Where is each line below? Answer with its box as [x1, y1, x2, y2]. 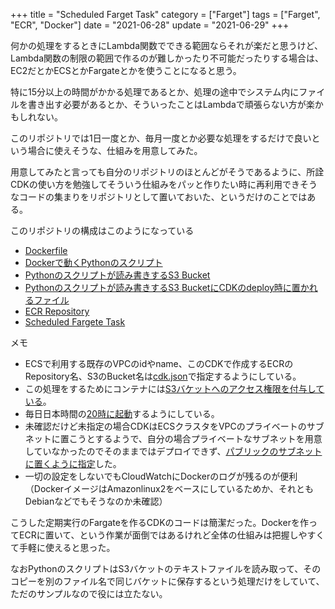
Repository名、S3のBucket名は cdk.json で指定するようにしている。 [24, 370, 302, 382]
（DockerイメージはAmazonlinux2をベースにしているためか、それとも [24, 483, 314, 494]
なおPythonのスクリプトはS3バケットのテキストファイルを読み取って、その [10, 563, 322, 574]
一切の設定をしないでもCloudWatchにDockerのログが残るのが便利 [24, 470, 298, 482]
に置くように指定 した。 [24, 458, 122, 469]
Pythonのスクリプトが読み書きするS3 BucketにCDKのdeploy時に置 [24, 282, 301, 293]
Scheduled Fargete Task [24, 316, 126, 328]
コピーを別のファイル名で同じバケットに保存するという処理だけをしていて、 [10, 575, 325, 587]
